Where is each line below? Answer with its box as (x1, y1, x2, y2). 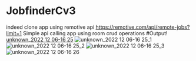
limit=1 (6, 29, 22, 36)
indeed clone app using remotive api (6, 23, 95, 30)
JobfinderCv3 (6, 4, 77, 18)
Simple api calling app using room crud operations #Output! (22, 29, 168, 36)
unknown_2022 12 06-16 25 (6, 36, 74, 43)
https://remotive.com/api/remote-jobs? (95, 23, 190, 30)
